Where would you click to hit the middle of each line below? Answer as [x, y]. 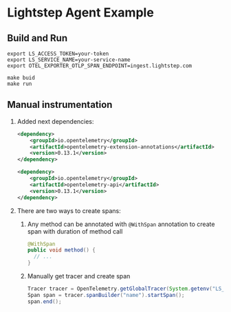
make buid [21, 78]
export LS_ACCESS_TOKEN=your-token [58, 54]
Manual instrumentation [60, 105]
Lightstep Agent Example [81, 13]
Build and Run [37, 38]
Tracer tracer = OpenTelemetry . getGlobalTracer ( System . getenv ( [120, 289]
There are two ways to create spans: [69, 210]
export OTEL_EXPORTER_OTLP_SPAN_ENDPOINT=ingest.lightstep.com [100, 66]
